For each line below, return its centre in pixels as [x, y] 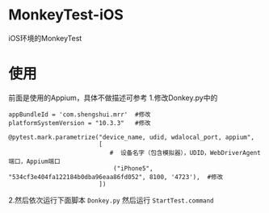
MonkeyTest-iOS [66, 15]
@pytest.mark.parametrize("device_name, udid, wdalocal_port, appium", [131, 137]
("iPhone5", [133, 168]
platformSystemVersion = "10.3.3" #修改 [80, 123]
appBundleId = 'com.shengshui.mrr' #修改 [80, 115]
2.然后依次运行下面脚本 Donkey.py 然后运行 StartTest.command [111, 200]
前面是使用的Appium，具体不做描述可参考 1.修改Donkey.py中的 [113, 98]
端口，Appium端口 [34, 161]
